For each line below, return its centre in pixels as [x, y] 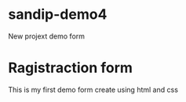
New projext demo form [46, 36]
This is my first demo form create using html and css [93, 89]
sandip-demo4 [58, 15]
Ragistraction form [71, 68]
